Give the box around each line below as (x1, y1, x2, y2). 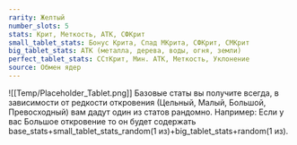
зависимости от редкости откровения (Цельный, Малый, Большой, (8, 97, 266, 107)
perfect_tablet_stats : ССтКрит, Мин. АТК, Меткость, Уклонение (8, 55, 250, 64)
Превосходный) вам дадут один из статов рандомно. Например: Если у (8, 107, 284, 117)
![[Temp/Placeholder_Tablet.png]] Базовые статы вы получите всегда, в (8, 87, 279, 98)
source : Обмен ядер (8, 64, 82, 72)
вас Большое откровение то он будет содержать (8, 115, 197, 126)
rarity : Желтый (8, 13, 66, 22)
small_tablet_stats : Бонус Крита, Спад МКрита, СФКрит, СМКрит (8, 38, 250, 47)
